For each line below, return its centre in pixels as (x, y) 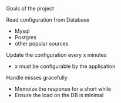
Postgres (26, 37)
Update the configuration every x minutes (56, 55)
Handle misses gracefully (37, 78)
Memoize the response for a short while (63, 89)
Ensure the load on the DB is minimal (59, 95)
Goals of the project (30, 8)
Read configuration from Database (48, 20)
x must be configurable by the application (65, 66)
